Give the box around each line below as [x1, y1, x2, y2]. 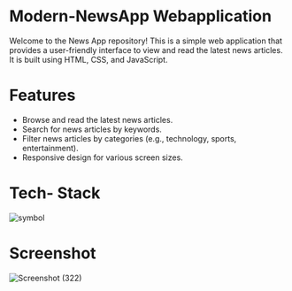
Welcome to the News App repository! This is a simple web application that [9, 35, 283, 46]
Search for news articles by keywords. [21, 124, 162, 134]
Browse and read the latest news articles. [21, 114, 173, 125]
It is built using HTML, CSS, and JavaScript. [9, 54, 168, 65]
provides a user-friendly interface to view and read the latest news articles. [9, 44, 283, 55]
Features [9, 86, 76, 105]
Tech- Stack [9, 183, 101, 203]
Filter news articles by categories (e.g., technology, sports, [21, 133, 237, 143]
